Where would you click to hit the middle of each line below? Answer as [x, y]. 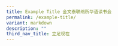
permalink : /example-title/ [41, 17]
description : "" [26, 28]
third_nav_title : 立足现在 [38, 34]
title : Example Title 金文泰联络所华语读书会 [59, 12]
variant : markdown [29, 23]
